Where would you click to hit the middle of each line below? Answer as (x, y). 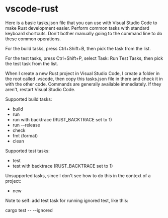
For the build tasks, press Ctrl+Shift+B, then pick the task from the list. (78, 48)
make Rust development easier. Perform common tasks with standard (77, 28)
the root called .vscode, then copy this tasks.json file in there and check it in (84, 79)
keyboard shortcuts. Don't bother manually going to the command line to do (84, 33)
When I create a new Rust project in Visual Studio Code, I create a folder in (82, 73)
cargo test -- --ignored (29, 210)
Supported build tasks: (29, 99)
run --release (26, 125)
